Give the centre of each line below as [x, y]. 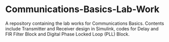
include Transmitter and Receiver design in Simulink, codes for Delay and [82, 28]
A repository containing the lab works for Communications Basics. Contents [85, 23]
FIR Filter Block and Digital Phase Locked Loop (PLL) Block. [67, 34]
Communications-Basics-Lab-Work [82, 9]
